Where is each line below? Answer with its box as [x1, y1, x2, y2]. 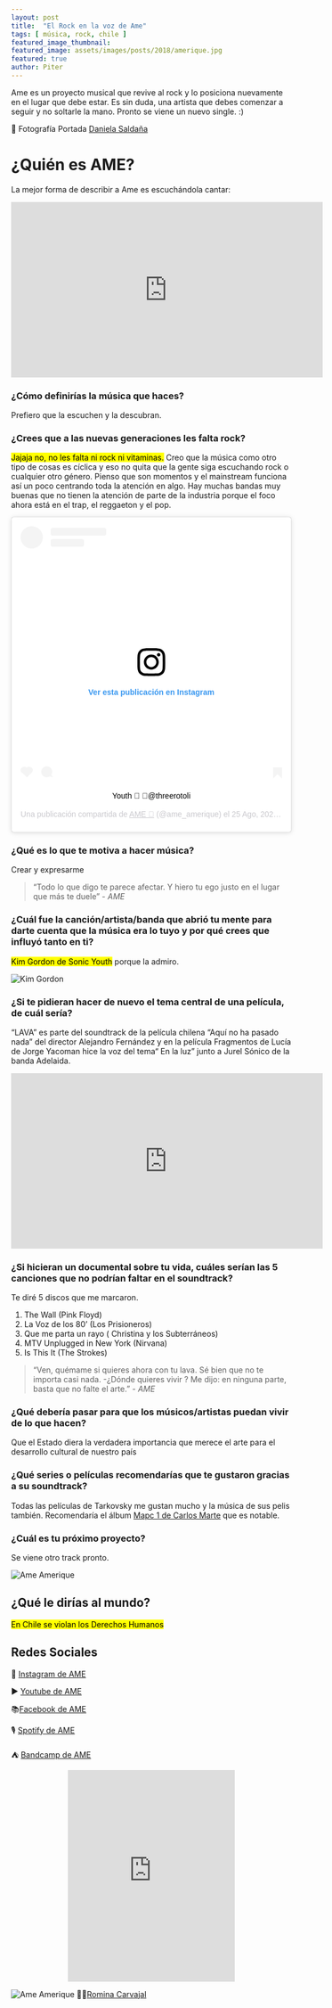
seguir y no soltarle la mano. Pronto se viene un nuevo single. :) [11, 106, 245, 117]
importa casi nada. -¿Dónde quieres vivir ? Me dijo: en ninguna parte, [32, 1374, 287, 1385]
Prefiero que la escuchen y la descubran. [11, 410, 162, 421]
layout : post [11, 12, 60, 22]
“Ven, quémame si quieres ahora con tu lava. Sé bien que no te [32, 1365, 264, 1375]
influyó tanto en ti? [11, 936, 94, 948]
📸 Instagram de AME [11, 1668, 86, 1679]
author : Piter [11, 63, 64, 72]
